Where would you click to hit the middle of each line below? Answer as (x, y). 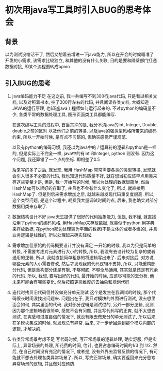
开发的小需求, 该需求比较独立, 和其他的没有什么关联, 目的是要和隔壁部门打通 (81, 60)
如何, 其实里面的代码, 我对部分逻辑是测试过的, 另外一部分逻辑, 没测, (88, 304)
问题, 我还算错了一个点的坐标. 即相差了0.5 (58, 159)
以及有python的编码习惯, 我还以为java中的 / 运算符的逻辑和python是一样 (84, 147)
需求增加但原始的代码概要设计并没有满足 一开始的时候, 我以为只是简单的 (84, 245)
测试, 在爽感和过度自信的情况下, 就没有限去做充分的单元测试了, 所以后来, (84, 316)
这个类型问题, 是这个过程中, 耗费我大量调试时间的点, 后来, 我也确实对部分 (85, 200)
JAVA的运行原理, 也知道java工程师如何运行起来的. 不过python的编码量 (82, 108)
